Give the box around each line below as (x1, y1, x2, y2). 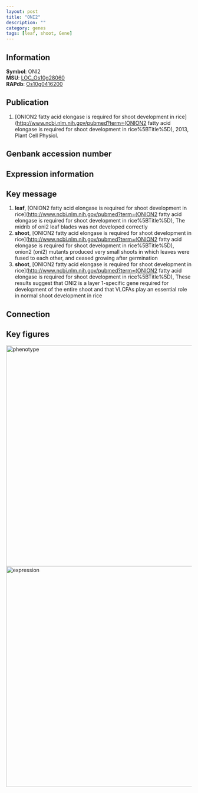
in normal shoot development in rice (14, 292, 103, 299)
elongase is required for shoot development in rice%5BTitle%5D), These (14, 273, 191, 280)
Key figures (6, 329, 49, 339)
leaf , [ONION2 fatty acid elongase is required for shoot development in (14, 204, 187, 212)
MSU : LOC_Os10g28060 (6, 74, 65, 81)
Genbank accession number (6, 149, 112, 159)
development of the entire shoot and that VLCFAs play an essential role (14, 286, 187, 293)
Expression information (6, 169, 94, 179)
